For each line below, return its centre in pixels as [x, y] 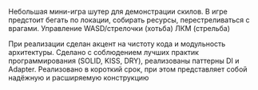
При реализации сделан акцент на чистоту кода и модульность [117, 44]
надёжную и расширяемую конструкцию [79, 78]
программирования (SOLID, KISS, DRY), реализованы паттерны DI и [124, 61]
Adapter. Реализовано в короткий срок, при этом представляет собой [128, 69]
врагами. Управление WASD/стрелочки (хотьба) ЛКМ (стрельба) [119, 28]
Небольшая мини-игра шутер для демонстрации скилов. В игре [118, 12]
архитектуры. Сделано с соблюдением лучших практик [104, 52]
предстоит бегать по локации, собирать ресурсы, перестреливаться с [129, 20]
